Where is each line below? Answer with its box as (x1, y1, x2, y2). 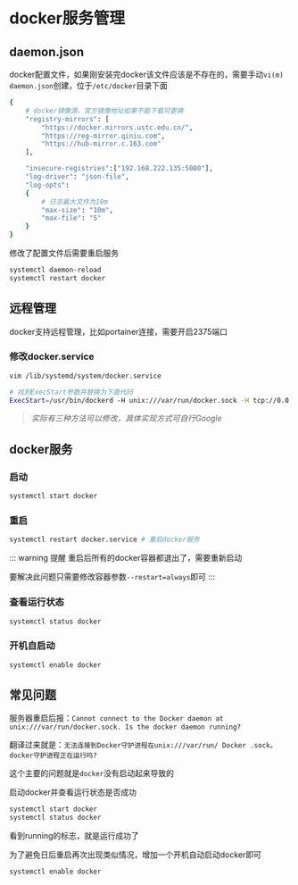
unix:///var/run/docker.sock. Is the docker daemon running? (9, 722, 242, 732)
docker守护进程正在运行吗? (9, 751, 98, 760)
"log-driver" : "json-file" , (25, 172, 129, 181)
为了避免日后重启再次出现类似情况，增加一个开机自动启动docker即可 (9, 849, 261, 860)
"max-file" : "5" (41, 213, 102, 223)
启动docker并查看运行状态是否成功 (9, 787, 137, 797)
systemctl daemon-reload (9, 265, 102, 274)
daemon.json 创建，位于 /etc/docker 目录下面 (9, 80, 168, 90)
